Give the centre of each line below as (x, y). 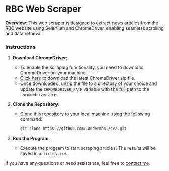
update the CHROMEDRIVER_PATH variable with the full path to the (85, 89)
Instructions (21, 47)
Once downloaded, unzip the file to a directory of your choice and (89, 83)
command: (31, 119)
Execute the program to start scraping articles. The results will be (88, 148)
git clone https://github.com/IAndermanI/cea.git (73, 129)
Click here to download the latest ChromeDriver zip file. (78, 78)
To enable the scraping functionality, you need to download (82, 68)
